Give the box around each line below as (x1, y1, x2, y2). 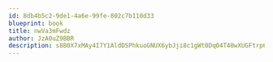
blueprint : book (8, 19, 63, 27)
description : (8, 42, 53, 50)
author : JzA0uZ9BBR (8, 34, 75, 43)
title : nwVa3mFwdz (8, 27, 71, 35)
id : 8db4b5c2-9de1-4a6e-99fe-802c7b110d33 (8, 11, 154, 20)
